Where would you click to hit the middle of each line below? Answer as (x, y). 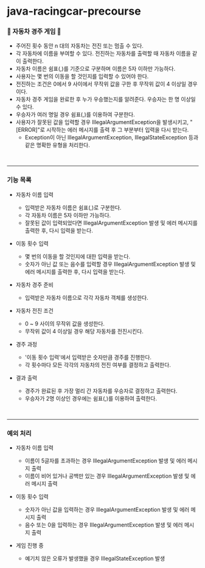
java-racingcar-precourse (74, 11)
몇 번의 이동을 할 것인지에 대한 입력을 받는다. (77, 256)
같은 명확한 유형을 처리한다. (57, 145)
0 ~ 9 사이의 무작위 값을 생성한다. (65, 323)
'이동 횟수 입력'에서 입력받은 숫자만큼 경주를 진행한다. (88, 357)
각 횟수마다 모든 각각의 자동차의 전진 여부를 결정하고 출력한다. (98, 365)
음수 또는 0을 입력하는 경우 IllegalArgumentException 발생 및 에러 (104, 525)
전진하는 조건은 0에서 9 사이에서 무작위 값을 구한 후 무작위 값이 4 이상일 (101, 84)
